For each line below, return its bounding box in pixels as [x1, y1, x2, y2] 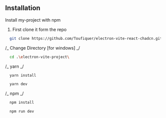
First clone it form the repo [12, 27, 67, 32]
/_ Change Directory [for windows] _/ [5, 45, 81, 51]
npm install [9, 100, 35, 105]
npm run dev [9, 109, 35, 114]
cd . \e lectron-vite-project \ [9, 54, 70, 59]
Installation [5, 4, 41, 12]
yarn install [9, 73, 37, 78]
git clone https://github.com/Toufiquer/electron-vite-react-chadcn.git [9, 36, 163, 41]
